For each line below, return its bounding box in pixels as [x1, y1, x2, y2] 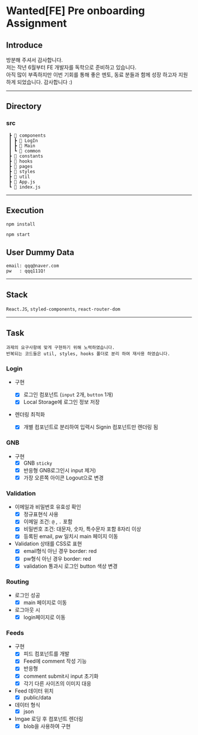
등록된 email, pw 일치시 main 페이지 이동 [23, 533, 118, 540]
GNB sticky [23, 459, 52, 466]
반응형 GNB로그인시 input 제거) [23, 466, 96, 474]
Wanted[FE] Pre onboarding [6, 4, 146, 18]
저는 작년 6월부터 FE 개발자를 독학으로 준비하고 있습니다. [6, 64, 137, 71]
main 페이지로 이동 [23, 599, 67, 606]
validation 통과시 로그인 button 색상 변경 [23, 562, 118, 570]
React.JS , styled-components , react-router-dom [6, 305, 121, 313]
